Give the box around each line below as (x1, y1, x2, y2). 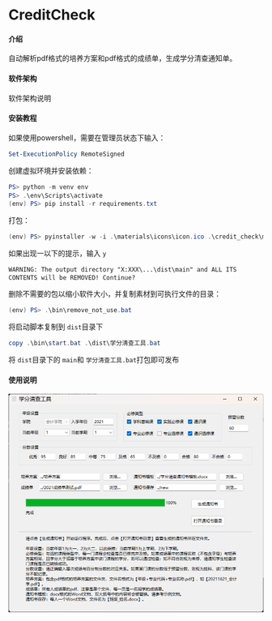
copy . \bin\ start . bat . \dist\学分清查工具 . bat (8, 339, 161, 348)
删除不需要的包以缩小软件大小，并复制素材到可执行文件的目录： (8, 289, 221, 299)
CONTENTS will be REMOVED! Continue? (8, 274, 136, 282)
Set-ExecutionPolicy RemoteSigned (8, 150, 125, 158)
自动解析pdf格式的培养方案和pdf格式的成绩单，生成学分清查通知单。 (8, 54, 237, 63)
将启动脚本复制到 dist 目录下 (8, 322, 104, 332)
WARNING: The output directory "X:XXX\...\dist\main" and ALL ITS (8, 266, 237, 274)
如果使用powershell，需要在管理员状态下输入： (8, 132, 166, 143)
